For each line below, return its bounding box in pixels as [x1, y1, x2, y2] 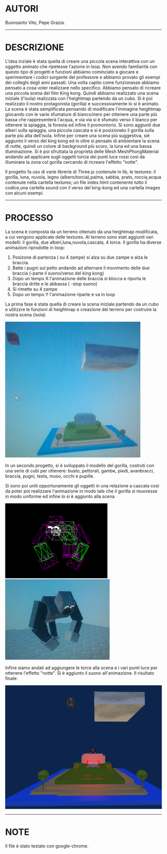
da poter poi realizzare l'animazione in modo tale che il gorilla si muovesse [5, 488, 158, 494]
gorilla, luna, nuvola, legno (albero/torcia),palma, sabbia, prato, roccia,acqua [5, 174, 162, 180]
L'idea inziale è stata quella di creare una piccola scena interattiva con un [5, 58, 155, 64]
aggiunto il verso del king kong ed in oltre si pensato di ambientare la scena [5, 138, 160, 144]
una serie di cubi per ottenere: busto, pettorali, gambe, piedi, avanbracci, [5, 467, 155, 473]
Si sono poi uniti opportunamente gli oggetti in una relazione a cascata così [5, 482, 160, 488]
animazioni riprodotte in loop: [5, 244, 66, 250]
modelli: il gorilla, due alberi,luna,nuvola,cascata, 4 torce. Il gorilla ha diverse [5, 239, 162, 245]
